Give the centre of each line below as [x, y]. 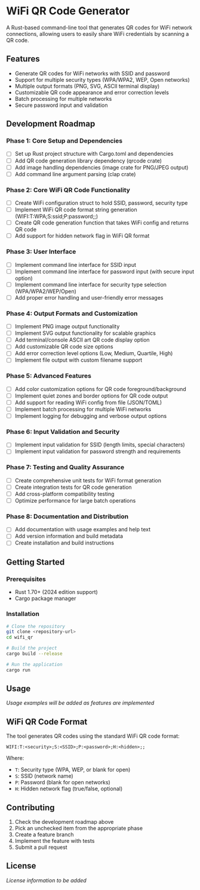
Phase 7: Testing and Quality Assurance [65, 467]
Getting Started [36, 562]
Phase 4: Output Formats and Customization [72, 313]
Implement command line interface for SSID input [75, 264]
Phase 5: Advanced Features [49, 376]
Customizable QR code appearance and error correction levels [92, 92]
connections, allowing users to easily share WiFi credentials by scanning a [98, 33]
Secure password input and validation [61, 105]
